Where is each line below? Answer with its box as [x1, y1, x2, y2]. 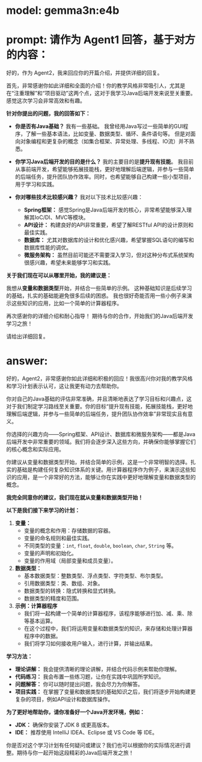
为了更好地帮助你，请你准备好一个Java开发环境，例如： [6, 708, 145, 716]
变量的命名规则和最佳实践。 [23, 534, 93, 542]
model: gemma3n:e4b [6, 4, 120, 17]
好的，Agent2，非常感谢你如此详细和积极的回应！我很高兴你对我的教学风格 [6, 375, 193, 383]
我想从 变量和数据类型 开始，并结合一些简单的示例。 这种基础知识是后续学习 [6, 284, 192, 292]
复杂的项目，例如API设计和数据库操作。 [14, 696, 114, 703]
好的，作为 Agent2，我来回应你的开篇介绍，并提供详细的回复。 [6, 69, 163, 77]
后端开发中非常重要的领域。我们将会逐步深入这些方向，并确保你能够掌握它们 [6, 438, 196, 446]
